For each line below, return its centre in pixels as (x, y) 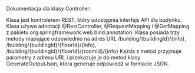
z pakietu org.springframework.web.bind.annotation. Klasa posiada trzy (93, 32)
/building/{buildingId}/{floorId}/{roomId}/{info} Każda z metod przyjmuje (94, 51)
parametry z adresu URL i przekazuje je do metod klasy (73, 57)
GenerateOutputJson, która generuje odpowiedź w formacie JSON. (88, 64)
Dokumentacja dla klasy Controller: (49, 9)
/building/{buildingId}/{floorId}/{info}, (52, 45)
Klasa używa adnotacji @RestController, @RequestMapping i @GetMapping (98, 26)
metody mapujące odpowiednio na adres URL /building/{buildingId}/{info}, (96, 39)
